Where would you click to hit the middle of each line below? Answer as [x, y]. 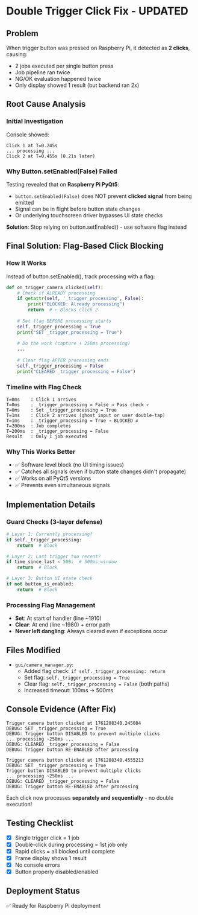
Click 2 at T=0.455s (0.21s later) [51, 156]
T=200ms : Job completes [39, 426]
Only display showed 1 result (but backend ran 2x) [77, 85]
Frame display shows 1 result [51, 858]
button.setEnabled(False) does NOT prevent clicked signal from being [104, 196]
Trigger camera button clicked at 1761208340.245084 [74, 723]
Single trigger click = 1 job [47, 838]
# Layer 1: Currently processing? [50, 534]
